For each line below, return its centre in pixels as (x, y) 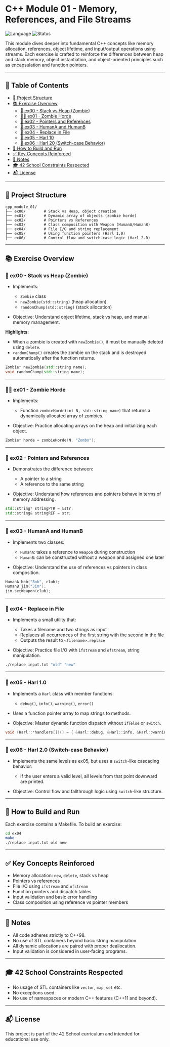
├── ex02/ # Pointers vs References (52, 220)
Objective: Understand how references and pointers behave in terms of (87, 494)
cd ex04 (13, 833)
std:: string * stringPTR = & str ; (39, 509)
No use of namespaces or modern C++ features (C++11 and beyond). (85, 998)
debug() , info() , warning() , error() (57, 703)
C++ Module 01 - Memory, (61, 9)
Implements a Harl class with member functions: (63, 693)
